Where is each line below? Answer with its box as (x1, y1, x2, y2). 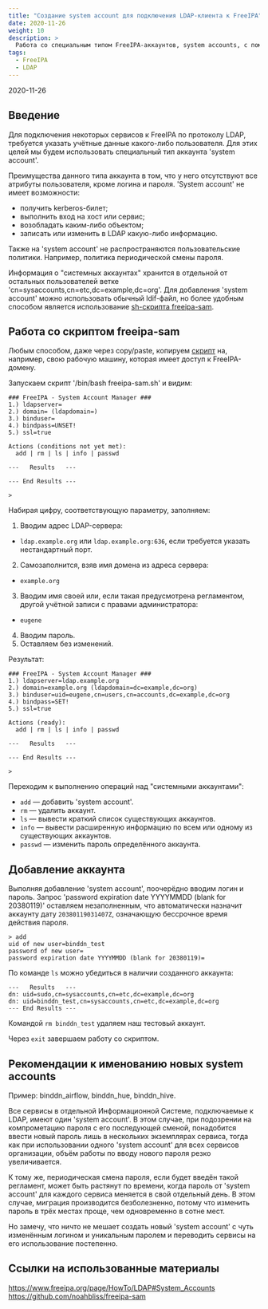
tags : (8, 49, 26, 57)
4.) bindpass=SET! (8, 698, 69, 706)
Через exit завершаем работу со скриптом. (8, 1034, 160, 1043)
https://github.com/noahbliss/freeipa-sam (8, 1291, 146, 1301)
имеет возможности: (8, 187, 80, 197)
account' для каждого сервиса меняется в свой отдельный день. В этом (8, 1189, 255, 1199)
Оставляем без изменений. (19, 639, 114, 649)
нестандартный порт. (19, 545, 93, 554)
